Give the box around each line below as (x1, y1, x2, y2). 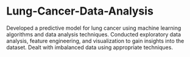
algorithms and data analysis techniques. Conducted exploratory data (6, 30, 181, 38)
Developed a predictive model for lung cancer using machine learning (6, 24, 181, 32)
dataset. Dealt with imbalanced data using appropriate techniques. (6, 44, 174, 51)
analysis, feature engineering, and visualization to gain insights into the (6, 37, 185, 44)
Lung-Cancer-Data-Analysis (6, 4, 154, 18)
